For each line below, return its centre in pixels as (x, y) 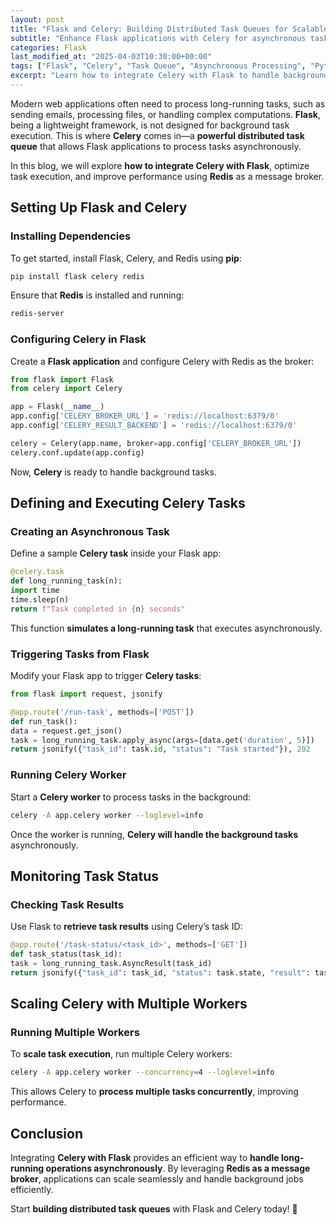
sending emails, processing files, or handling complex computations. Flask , (166, 114)
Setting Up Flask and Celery (99, 207)
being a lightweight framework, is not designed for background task (150, 125)
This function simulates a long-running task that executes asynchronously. (166, 628)
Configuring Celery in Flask (78, 339)
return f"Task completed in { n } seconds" (98, 609)
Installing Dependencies (71, 236)
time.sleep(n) (40, 600)
